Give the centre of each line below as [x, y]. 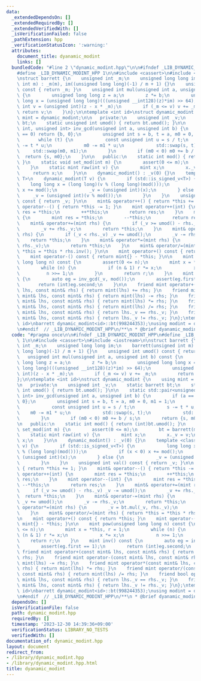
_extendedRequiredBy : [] [42, 23]
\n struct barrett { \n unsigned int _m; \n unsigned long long [103, 78]
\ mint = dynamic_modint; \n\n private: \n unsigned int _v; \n [101, 117]
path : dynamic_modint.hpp [44, 613]
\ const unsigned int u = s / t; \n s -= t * [103, 407]
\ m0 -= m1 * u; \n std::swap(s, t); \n [84, 413]
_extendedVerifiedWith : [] [45, 28]
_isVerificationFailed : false [49, 34]
